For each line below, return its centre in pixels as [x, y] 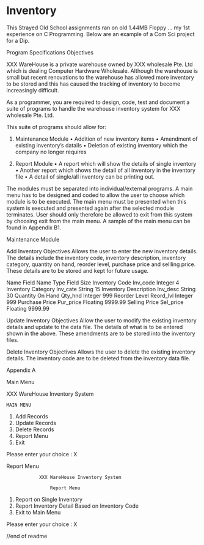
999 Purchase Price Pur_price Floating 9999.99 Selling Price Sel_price [95, 302]
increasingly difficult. [33, 90]
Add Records [31, 416]
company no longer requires [51, 152]
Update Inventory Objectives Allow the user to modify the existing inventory [101, 320]
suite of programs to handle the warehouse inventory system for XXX [93, 108]
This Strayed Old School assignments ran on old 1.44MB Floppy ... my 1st [98, 28]
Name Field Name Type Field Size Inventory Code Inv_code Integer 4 [93, 283]
